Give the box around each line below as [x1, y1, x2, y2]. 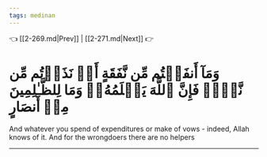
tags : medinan [9, 11, 56, 20]
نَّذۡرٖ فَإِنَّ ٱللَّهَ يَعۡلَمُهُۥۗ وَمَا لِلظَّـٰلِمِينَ [9, 80, 243, 99]
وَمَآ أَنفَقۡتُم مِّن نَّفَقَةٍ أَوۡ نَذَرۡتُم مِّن [9, 64, 220, 82]
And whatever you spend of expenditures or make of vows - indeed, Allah [9, 124, 250, 133]
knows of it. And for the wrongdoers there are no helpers [9, 132, 195, 142]
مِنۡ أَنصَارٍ [9, 98, 70, 115]
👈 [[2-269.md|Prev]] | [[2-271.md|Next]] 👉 [9, 33, 154, 43]
